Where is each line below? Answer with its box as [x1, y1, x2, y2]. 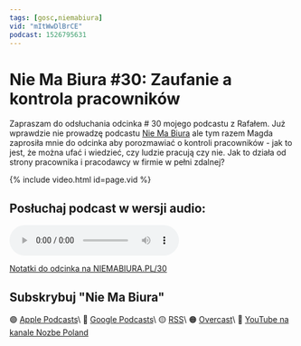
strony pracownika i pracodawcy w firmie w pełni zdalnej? [9, 157, 225, 168]
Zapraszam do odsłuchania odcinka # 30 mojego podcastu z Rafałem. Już [9, 119, 287, 130]
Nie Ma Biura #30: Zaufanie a [9, 69, 232, 90]
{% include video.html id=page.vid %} [9, 174, 152, 186]
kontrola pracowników [9, 88, 181, 109]
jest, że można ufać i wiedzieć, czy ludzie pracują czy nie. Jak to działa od [9, 147, 287, 159]
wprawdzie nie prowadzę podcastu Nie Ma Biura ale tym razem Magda [9, 128, 274, 139]
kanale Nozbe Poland [9, 327, 89, 338]
